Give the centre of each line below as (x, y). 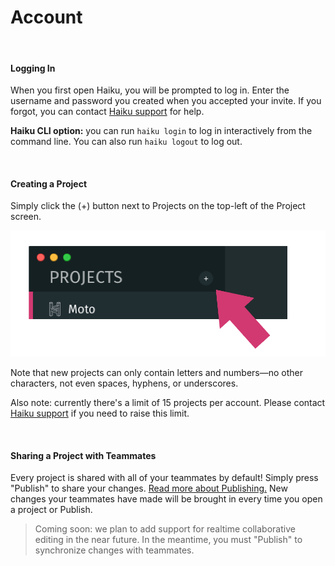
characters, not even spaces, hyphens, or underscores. (124, 383)
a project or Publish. (51, 510)
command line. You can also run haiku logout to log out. (126, 142)
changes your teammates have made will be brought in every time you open (166, 499)
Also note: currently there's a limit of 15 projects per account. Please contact (168, 402)
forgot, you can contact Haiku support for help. (107, 112)
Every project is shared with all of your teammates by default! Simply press (164, 478)
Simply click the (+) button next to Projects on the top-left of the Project (158, 206)
